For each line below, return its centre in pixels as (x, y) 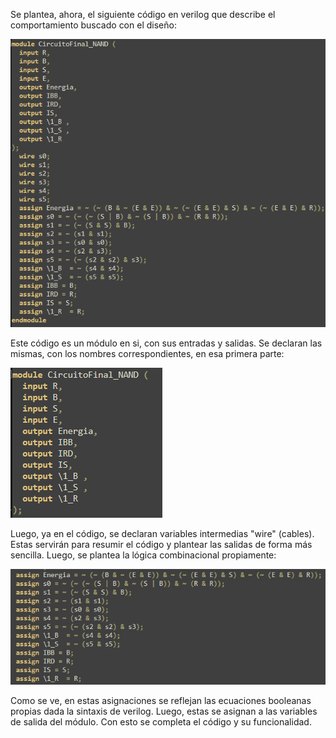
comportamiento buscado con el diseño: (93, 25)
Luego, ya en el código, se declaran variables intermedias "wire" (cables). (162, 534)
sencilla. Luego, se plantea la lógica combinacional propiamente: (143, 555)
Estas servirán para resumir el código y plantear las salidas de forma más (161, 545)
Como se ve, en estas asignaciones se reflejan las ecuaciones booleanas (161, 701)
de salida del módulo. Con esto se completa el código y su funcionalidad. (161, 722)
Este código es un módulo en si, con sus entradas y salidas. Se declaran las (166, 343)
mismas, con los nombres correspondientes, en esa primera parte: (147, 354)
